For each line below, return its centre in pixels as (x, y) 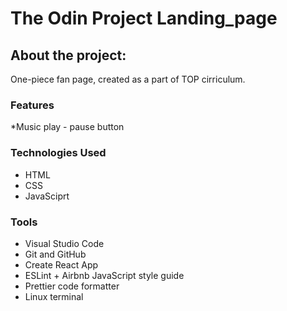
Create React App (61, 264)
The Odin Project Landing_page (144, 18)
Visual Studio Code (64, 243)
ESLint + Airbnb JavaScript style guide (104, 275)
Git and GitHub (55, 254)
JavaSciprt (47, 196)
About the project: (68, 55)
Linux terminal (54, 296)
